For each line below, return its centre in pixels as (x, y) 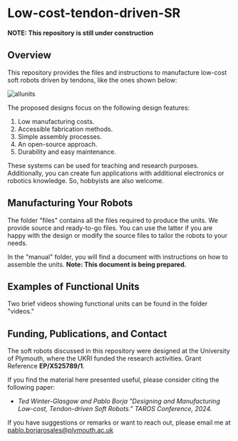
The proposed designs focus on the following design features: (99, 108)
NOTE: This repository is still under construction (81, 33)
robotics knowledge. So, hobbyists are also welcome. (86, 180)
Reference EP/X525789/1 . (46, 366)
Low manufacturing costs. (56, 121)
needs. (17, 243)
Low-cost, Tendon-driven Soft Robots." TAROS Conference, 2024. (115, 409)
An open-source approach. (57, 144)
